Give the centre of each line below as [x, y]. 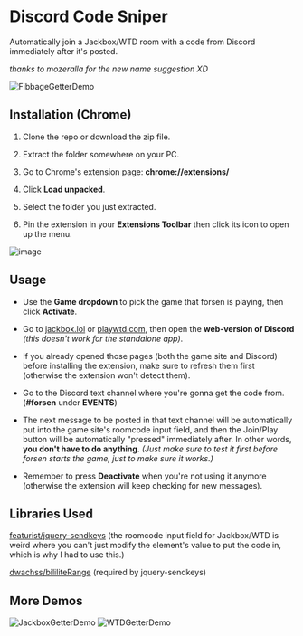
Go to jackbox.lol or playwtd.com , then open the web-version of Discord [158, 328]
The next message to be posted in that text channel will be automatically [157, 420]
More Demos [46, 600]
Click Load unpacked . [64, 189]
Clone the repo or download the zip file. [96, 137]
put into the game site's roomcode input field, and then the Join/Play [150, 429]
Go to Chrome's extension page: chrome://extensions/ [126, 171]
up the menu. [47, 233]
